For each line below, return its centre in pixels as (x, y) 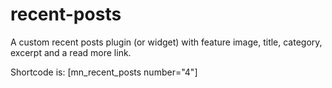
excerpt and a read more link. (71, 52)
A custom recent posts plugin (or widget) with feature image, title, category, (166, 42)
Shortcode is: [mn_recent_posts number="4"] (104, 72)
